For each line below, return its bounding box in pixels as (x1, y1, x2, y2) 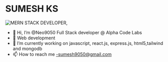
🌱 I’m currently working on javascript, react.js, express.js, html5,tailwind (12, 40, 163, 46)
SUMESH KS (5, 3, 59, 15)
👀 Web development (12, 35, 55, 41)
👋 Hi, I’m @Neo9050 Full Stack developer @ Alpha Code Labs (12, 29, 143, 35)
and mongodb (12, 45, 42, 51)
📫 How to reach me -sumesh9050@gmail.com (12, 51, 112, 57)
